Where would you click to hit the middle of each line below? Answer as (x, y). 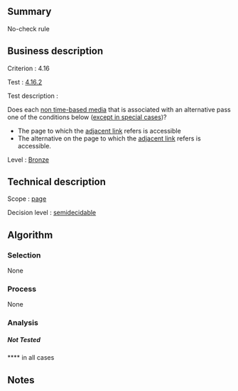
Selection (24, 255)
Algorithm (30, 235)
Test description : (33, 96)
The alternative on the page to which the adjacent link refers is (109, 138)
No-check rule (28, 28)
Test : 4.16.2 (25, 82)
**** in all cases (31, 358)
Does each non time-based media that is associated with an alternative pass (119, 109)
